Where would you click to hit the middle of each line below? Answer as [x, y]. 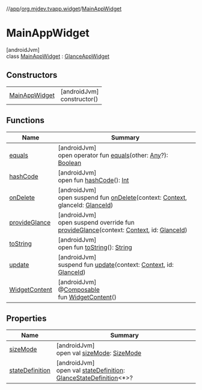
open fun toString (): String [95, 247]
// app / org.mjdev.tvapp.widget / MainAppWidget [64, 9]
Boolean [70, 162]
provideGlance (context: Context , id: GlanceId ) [123, 230]
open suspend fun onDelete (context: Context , [123, 197]
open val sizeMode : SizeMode [99, 353]
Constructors [32, 75]
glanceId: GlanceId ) [85, 205]
